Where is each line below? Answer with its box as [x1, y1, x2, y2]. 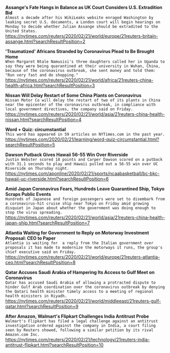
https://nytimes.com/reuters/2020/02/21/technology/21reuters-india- [5, 337, 150, 342]
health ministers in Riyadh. [5, 293, 67, 298]
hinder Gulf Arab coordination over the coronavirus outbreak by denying [5, 285, 165, 290]
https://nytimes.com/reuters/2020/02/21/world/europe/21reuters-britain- [5, 33, 158, 39]
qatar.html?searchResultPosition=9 [5, 304, 79, 309]
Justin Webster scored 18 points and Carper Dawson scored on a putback [5, 157, 163, 162]
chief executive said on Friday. [5, 249, 76, 255]
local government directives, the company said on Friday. [5, 107, 133, 112]
